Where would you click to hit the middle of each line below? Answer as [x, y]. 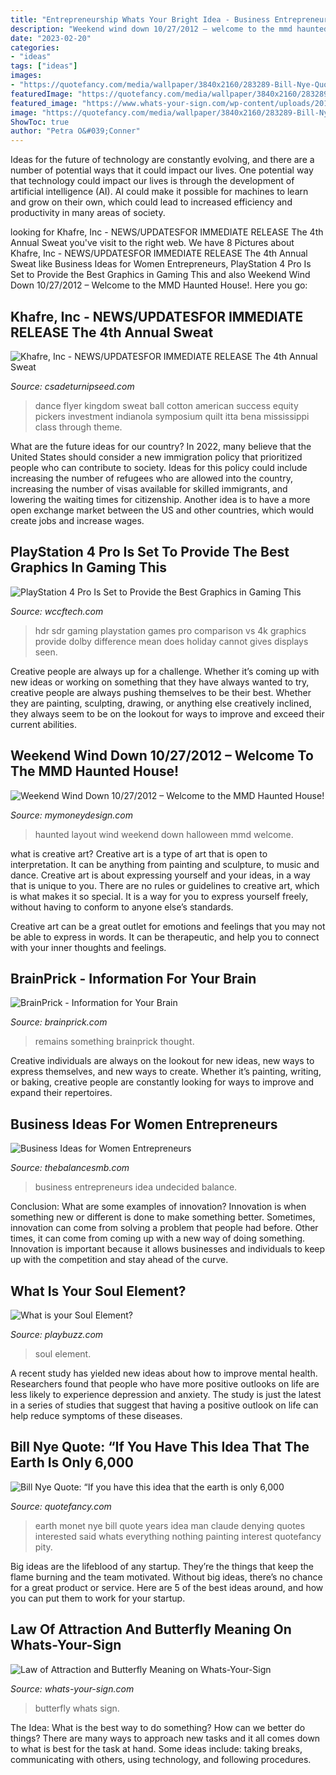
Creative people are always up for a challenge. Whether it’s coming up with [165, 671]
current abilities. [43, 724]
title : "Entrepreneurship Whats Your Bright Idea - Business [140, 19]
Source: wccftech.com [57, 611]
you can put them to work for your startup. [98, 1598]
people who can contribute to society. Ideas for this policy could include [159, 467]
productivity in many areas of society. [88, 213]
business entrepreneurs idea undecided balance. [136, 1187]
